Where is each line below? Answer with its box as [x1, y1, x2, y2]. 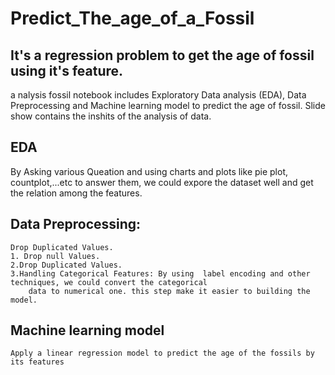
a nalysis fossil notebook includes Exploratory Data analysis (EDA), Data [10, 89, 307, 101]
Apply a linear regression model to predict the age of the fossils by [10, 348, 315, 359]
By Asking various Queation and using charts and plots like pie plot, [10, 165, 289, 177]
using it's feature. [10, 62, 124, 79]
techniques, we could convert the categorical [10, 277, 208, 287]
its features [10, 357, 65, 367]
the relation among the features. [10, 187, 143, 199]
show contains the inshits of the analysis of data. [10, 110, 212, 122]
